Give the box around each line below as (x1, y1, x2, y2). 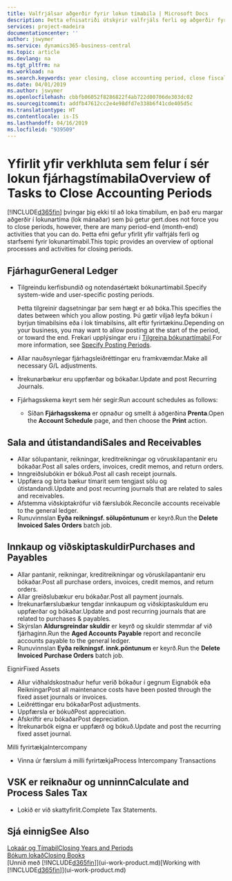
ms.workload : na (7, 68, 54, 75)
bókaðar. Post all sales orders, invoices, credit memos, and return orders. (17, 462, 224, 471)
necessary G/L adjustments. (17, 361, 98, 370)
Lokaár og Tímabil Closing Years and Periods (7, 844, 133, 852)
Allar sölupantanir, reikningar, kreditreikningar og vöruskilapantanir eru (17, 455, 217, 463)
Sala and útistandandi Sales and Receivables (7, 437, 202, 448)
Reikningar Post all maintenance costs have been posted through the (17, 685, 212, 693)
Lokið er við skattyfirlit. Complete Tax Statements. (17, 806, 157, 814)
